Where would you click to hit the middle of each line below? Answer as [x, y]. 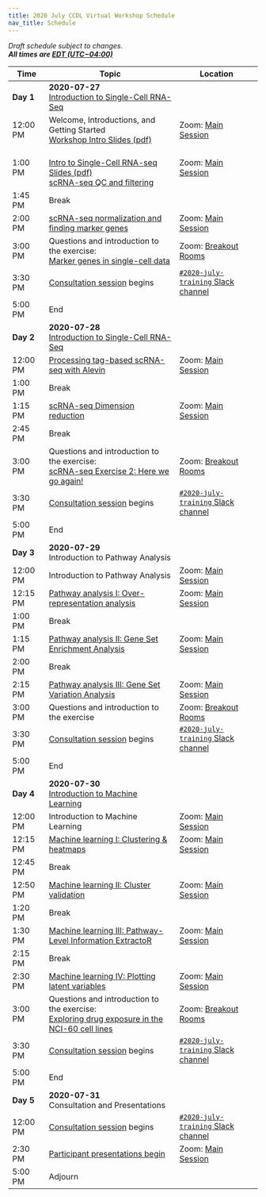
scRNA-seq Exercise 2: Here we [109, 471]
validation [67, 895]
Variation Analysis [82, 694]
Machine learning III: [86, 930]
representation [76, 602]
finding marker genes [89, 228]
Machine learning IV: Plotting [102, 976]
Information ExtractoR [111, 940]
